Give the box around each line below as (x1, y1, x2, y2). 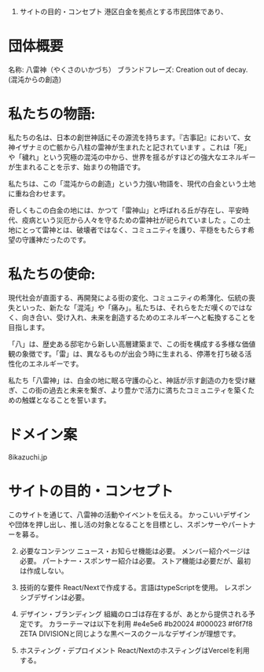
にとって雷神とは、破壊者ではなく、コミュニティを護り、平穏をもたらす (14, 225, 248, 234)
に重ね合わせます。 (8, 188, 70, 198)
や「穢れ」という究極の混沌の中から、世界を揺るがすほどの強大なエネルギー (8, 152, 256, 161)
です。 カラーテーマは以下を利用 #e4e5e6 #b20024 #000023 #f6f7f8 (26, 618, 253, 628)
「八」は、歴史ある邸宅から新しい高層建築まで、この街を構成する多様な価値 (8, 339, 256, 349)
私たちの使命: (8, 266, 96, 283)
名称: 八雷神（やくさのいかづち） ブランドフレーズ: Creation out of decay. (8, 65, 248, 74)
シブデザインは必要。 (19, 593, 89, 602)
